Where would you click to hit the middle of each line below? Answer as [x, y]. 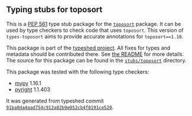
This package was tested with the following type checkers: [78, 72]
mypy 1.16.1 [28, 83]
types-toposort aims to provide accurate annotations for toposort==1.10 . [95, 36]
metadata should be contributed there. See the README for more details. [95, 54]
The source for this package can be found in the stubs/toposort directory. [96, 60]
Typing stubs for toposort [54, 10]
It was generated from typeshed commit [55, 101]
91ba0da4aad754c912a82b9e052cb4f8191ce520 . [60, 107]
